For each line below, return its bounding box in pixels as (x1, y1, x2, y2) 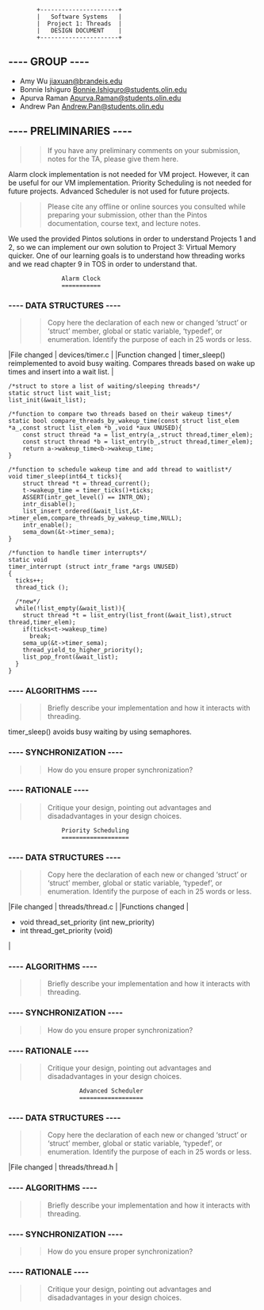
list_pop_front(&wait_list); (22, 653, 119, 661)
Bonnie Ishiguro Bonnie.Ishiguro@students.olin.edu (19, 84, 188, 94)
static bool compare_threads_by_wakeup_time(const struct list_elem (8, 417, 239, 425)
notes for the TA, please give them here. (47, 154, 179, 163)
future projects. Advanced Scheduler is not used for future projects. (8, 186, 230, 196)
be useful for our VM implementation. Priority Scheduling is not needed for (8, 178, 252, 187)
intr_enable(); (22, 521, 73, 529)
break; (29, 632, 52, 640)
